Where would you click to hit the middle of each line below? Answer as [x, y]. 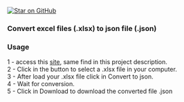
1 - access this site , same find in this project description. [88, 62]
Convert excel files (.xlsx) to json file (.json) [82, 28]
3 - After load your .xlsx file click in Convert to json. [80, 76]
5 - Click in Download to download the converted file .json [90, 91]
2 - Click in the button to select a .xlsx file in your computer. [92, 70]
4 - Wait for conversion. [41, 84]
